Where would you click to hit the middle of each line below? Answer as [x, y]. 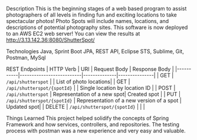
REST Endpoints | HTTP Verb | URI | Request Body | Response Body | [90, 69]
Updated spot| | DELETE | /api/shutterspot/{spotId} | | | [76, 107]
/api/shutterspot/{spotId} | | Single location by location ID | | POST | [91, 88]
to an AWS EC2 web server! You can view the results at [73, 34]
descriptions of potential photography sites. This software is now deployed [97, 27]
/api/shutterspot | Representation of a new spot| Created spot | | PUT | [93, 94]
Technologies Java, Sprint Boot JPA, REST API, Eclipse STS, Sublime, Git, [95, 51]
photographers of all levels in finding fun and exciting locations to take [91, 15]
